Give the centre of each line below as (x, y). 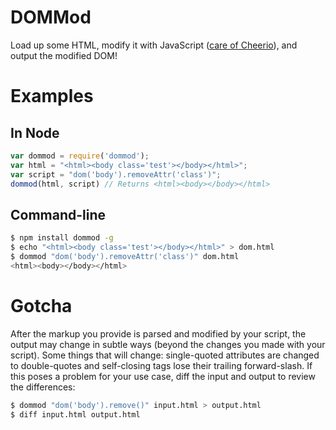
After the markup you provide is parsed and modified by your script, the (158, 333)
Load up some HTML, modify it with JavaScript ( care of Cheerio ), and (154, 45)
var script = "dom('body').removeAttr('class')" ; (116, 174)
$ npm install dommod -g (62, 238)
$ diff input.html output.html (75, 414)
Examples (52, 96)
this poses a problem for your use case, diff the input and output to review (163, 376)
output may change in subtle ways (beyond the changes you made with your (168, 344)
